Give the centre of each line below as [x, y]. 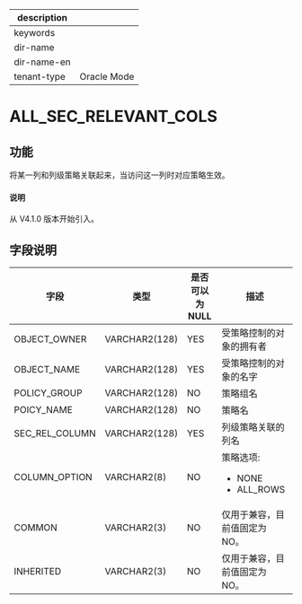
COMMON [36, 528]
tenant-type [40, 77]
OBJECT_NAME [47, 370]
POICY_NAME [44, 410]
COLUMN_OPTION [53, 477]
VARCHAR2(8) [136, 477]
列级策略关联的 [253, 427]
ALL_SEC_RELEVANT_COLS [114, 117]
